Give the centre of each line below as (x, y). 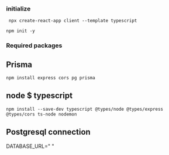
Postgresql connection (48, 132)
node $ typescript (39, 96)
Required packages (34, 45)
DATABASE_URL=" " (30, 146)
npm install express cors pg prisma (51, 78)
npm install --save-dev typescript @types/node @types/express (85, 109)
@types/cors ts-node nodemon (42, 114)
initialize (18, 9)
